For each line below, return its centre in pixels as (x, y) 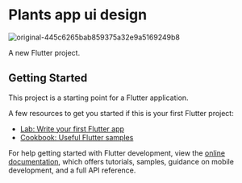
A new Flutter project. (44, 52)
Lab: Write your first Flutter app (72, 129)
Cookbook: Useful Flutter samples (77, 137)
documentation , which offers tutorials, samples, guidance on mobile (121, 161)
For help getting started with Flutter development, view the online (117, 153)
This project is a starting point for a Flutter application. (98, 98)
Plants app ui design (78, 15)
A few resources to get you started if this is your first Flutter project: (121, 113)
